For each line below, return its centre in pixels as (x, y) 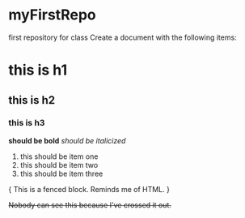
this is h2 (32, 100)
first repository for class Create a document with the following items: (122, 37)
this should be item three (61, 173)
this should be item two (59, 165)
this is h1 (38, 70)
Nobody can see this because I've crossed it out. (90, 205)
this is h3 (27, 123)
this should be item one (59, 156)
